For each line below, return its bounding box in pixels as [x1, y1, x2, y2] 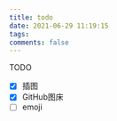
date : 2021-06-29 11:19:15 [9, 21, 109, 30]
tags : [9, 29, 29, 38]
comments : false [9, 37, 69, 47]
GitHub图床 [21, 92, 64, 102]
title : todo [9, 12, 53, 22]
